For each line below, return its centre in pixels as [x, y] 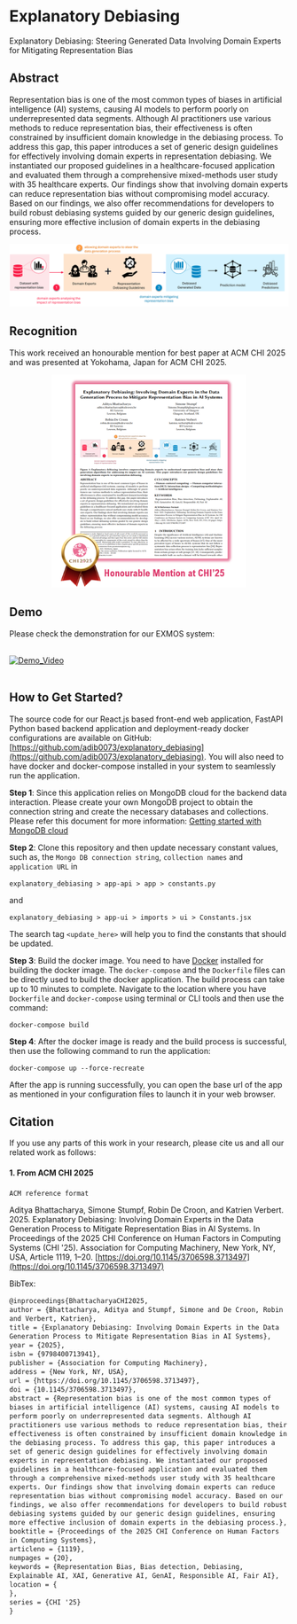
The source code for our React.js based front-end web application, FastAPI [146, 719]
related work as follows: [53, 1152]
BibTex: [23, 1284]
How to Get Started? [66, 698]
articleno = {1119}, [47, 1549]
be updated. [31, 943]
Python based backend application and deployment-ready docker [129, 728]
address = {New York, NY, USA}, [69, 1371]
